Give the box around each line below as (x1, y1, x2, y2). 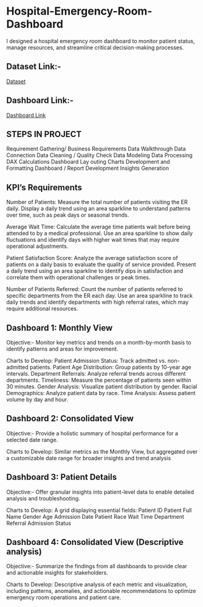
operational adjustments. (6, 242, 69, 250)
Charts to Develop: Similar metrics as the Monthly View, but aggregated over (6, 447, 198, 455)
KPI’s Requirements (6, 182, 83, 192)
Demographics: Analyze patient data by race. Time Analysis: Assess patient (6, 390, 196, 396)
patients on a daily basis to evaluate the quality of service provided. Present (6, 261, 196, 268)
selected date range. (6, 436, 58, 443)
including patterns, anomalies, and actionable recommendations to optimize (6, 588, 196, 595)
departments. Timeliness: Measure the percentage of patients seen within (6, 376, 191, 384)
